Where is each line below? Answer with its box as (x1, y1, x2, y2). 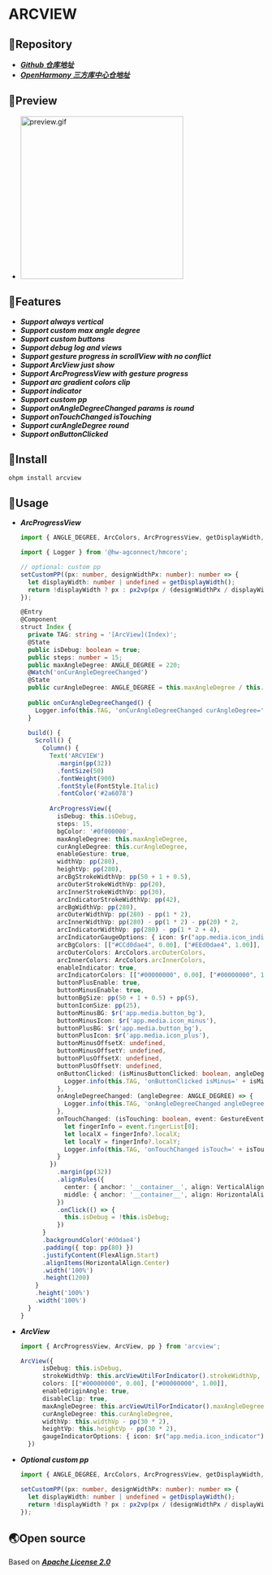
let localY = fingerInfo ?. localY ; (63, 1137, 181, 1146)
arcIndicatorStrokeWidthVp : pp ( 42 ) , (56, 895, 181, 903)
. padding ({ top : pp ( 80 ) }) (41, 1243, 134, 1252)
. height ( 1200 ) (41, 1274, 90, 1282)
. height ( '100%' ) (35, 1289, 90, 1297)
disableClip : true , (41, 1394, 108, 1402)
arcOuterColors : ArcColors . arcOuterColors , (56, 948, 206, 956)
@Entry (19, 608, 43, 616)
